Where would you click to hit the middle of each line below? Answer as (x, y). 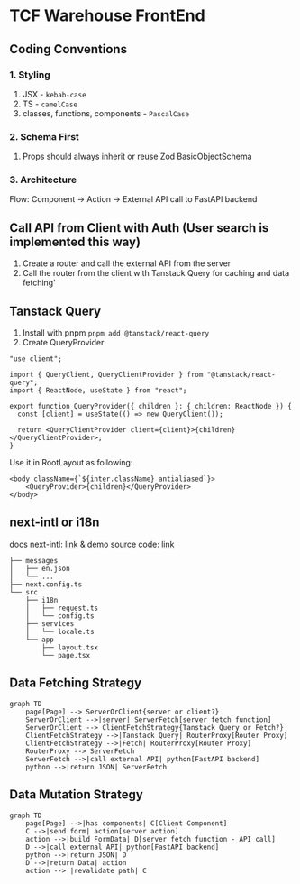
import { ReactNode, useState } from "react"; (98, 391)
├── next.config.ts (46, 584)
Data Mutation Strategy (77, 795)
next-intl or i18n (55, 523)
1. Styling (30, 75)
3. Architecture (43, 180)
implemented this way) (75, 241)
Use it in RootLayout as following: (71, 463)
